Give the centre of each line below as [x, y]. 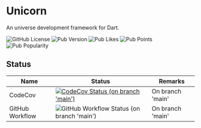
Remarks [172, 81]
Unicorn [27, 11]
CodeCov [22, 95]
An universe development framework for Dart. [63, 28]
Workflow [23, 116]
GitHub [19, 108]
